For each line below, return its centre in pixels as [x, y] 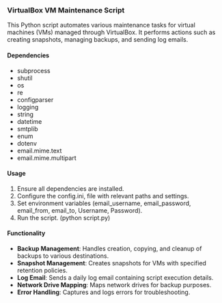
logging [28, 107]
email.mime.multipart [46, 158]
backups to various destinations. [63, 256]
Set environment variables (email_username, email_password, [104, 203]
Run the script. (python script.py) [64, 218]
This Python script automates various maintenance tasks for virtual [101, 25]
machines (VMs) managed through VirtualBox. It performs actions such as [111, 32]
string [25, 114]
